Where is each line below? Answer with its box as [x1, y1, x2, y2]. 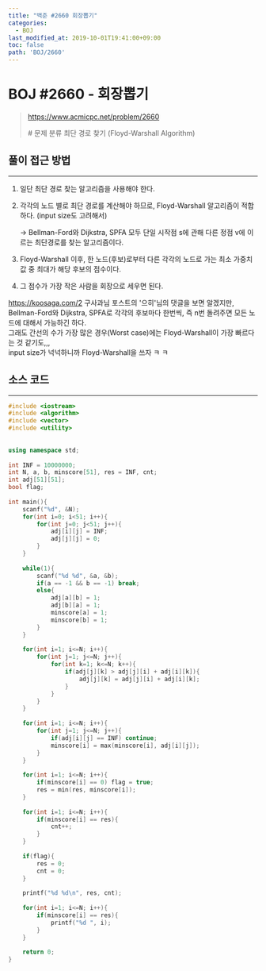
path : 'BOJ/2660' [8, 48, 66, 56]
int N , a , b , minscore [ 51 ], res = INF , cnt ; [8, 468, 158, 476]
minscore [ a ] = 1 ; [50, 609, 108, 617]
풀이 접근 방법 [8, 154, 71, 168]
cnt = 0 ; [36, 867, 66, 875]
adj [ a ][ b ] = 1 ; [50, 594, 101, 602]
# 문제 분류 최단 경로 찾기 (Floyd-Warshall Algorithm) [27, 128, 196, 137]
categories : [8, 19, 47, 27]
